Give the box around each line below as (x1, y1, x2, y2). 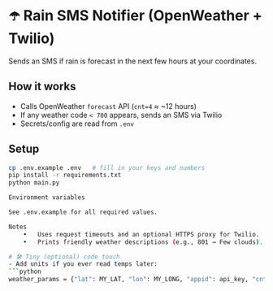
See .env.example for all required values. (8, 208, 158, 216)
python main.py (8, 179, 60, 187)
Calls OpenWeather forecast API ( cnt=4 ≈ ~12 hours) (19, 101, 197, 111)
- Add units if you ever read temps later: (8, 260, 158, 268)
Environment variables (8, 193, 85, 202)
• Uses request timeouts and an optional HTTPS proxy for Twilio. (23, 230, 260, 238)
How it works (8, 80, 76, 93)
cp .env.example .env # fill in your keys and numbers (8, 163, 206, 172)
